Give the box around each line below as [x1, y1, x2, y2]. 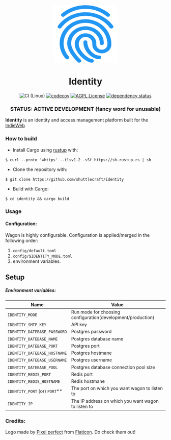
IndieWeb [5, 123, 25, 129]
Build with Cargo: [12, 186, 49, 192]
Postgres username [71, 357, 112, 363]
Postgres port [71, 343, 100, 349]
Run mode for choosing [71, 309, 121, 315]
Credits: [5, 417, 26, 424]
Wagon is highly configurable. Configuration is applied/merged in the [5, 232, 150, 238]
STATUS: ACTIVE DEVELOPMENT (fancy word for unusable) [10, 105, 161, 112]
